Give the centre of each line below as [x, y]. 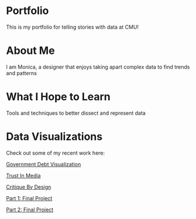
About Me [30, 51]
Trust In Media [23, 175]
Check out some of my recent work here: [56, 153]
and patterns [21, 73]
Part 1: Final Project [29, 198]
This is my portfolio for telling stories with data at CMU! [73, 27]
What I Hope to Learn [59, 97]
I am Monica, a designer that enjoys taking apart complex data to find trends [98, 67]
